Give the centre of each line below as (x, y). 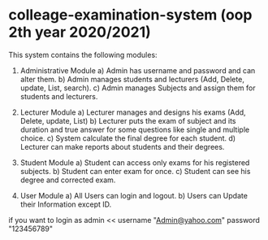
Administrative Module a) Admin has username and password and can (138, 70)
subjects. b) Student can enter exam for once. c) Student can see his (135, 171)
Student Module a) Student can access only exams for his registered (135, 162)
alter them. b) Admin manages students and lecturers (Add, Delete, (132, 79)
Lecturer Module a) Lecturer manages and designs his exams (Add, (133, 112)
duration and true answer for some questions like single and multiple (135, 129)
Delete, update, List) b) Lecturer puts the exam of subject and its (128, 120)
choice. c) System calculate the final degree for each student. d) (128, 138)
